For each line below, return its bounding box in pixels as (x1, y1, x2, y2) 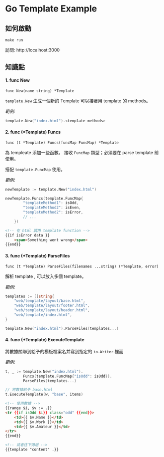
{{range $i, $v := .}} (5, 406, 52, 411)
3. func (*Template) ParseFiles (5, 252, 70, 258)
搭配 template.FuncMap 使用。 (5, 166, 66, 172)
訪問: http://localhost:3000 (5, 47, 60, 53)
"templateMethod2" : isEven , (23, 205, 81, 210)
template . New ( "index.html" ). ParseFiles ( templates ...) (5, 326, 119, 331)
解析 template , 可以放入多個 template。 (5, 273, 86, 279)
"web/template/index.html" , (14, 312, 72, 317)
